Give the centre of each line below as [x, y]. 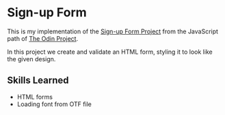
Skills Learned [38, 81]
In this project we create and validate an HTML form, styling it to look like [110, 52]
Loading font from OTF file [54, 104]
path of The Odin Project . [43, 38]
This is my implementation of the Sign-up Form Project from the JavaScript [113, 31]
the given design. [31, 59]
